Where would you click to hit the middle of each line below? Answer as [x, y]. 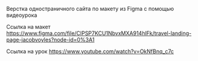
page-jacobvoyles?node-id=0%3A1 [51, 40]
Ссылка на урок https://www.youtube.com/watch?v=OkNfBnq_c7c [90, 51]
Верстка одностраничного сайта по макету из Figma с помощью [90, 9]
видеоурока [22, 15]
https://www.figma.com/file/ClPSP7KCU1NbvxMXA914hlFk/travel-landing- [99, 33]
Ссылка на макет [28, 27]
